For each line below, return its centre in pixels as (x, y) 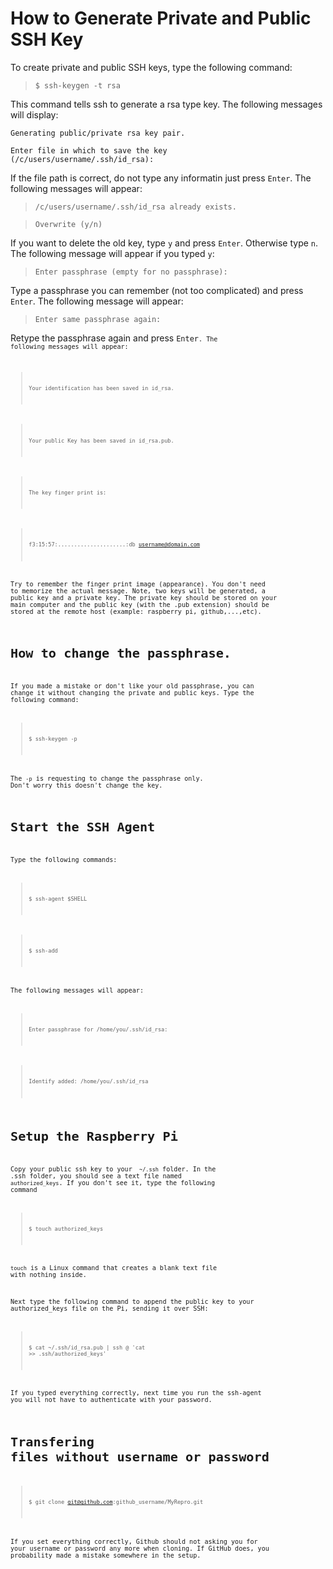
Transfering (52, 1441)
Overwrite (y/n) (68, 224)
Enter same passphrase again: (98, 319)
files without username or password (140, 1456)
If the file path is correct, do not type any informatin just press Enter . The (161, 178)
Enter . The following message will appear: (97, 301)
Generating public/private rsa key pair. (98, 133)
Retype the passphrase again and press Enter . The (114, 338)
